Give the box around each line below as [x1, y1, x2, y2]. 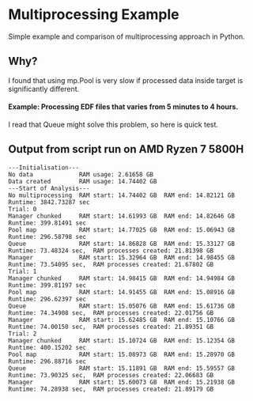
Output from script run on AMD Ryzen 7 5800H [8, 142, 244, 156]
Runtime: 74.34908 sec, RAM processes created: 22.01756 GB [8, 308, 214, 317]
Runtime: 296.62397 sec [8, 295, 87, 303]
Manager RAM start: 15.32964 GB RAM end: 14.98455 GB [8, 253, 236, 262]
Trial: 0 [8, 205, 37, 213]
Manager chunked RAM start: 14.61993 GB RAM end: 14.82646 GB [8, 212, 236, 220]
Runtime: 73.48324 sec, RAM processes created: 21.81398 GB [8, 247, 214, 255]
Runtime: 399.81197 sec [8, 281, 87, 289]
